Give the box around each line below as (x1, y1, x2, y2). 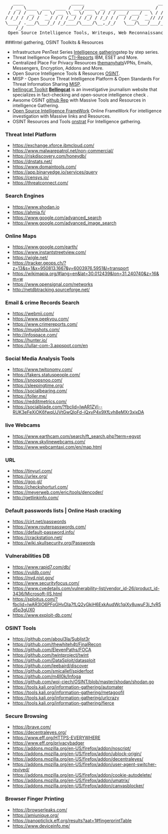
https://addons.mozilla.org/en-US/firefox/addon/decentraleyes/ (12, 756, 143, 762)
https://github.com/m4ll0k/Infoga (12, 673, 81, 679)
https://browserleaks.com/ (12, 807, 67, 813)
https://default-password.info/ (12, 529, 75, 535)
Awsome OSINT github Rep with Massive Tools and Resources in (12, 97, 146, 103)
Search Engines (5, 193, 44, 200)
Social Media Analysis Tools (5, 355, 75, 362)
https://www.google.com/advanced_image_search (12, 220, 116, 226)
